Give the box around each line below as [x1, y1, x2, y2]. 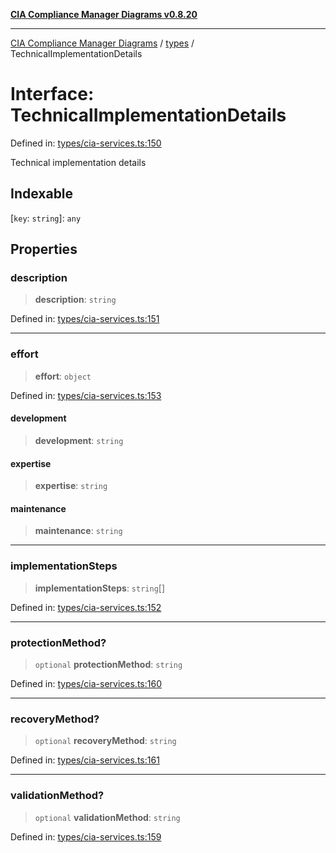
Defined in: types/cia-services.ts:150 [10, 137, 162, 149]
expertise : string [34, 480, 108, 492]
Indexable [10, 185, 74, 203]
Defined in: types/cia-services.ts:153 [10, 389, 162, 401]
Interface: [10, 83, 95, 106]
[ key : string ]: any [10, 212, 82, 224]
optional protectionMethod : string [34, 658, 183, 670]
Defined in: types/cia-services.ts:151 [10, 313, 160, 325]
